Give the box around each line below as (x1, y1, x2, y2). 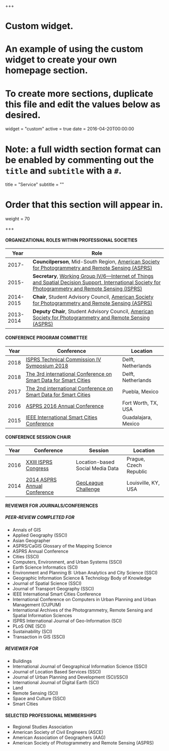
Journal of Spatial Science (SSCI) (12, 580, 82, 586)
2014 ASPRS (26, 476, 57, 483)
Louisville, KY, (126, 479, 160, 486)
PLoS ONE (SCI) (12, 623, 46, 629)
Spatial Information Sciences (12, 613, 72, 619)
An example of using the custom (5, 43, 143, 55)
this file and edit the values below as (5, 99, 161, 110)
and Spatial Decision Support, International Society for (32, 279, 161, 286)
